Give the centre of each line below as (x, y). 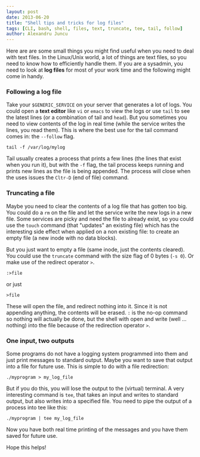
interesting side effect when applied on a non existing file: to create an (93, 231)
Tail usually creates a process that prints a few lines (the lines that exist (94, 158)
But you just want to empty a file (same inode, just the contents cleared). (96, 249)
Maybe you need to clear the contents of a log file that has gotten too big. (97, 206)
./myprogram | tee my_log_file (45, 419)
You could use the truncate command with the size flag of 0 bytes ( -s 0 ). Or (100, 256)
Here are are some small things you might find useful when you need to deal (100, 51)
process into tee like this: (37, 407)
